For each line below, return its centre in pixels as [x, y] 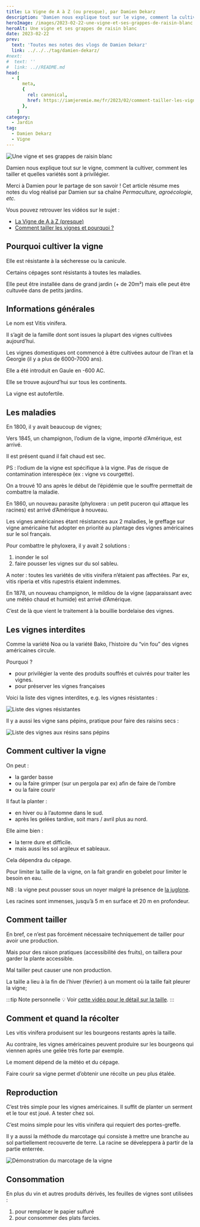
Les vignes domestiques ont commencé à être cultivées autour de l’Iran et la [100, 353]
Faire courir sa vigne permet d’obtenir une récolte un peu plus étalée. [91, 1074]
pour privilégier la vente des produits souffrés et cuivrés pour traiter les [102, 673]
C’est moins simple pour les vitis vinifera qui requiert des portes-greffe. [93, 1125]
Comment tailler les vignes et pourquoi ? [64, 228]
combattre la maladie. [33, 492]
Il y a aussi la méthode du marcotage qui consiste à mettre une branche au [98, 1136]
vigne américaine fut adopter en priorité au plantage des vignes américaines [100, 528]
